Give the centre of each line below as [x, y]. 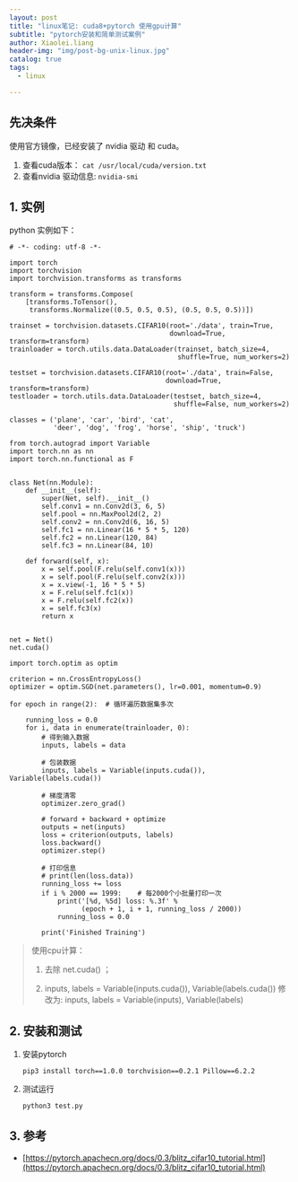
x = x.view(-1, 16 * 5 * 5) [94, 585]
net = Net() [31, 640]
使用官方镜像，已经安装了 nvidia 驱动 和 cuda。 [97, 145]
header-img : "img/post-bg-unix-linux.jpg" [89, 51]
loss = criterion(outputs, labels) [108, 836]
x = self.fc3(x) [72, 609]
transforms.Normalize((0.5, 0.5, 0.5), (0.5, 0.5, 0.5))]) [141, 311]
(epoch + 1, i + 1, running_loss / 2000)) [162, 909]
